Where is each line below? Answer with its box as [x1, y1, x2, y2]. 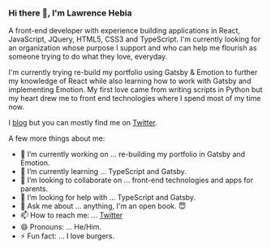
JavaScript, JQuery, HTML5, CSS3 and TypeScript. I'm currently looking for [8, 34, 261, 44]
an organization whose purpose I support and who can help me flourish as [8, 43, 257, 53]
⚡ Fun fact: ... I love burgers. [19, 231, 115, 241]
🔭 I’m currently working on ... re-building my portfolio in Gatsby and [19, 150, 246, 159]
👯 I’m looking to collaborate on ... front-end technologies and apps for [19, 175, 254, 186]
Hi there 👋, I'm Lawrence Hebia [8, 7, 132, 19]
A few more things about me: [8, 133, 105, 143]
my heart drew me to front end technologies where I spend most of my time [8, 94, 261, 103]
